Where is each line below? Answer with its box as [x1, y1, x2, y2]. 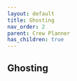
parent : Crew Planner [7, 29, 71, 37]
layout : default [7, 10, 55, 17]
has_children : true [7, 36, 64, 43]
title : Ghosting [7, 17, 55, 24]
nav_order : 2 [7, 23, 45, 30]
